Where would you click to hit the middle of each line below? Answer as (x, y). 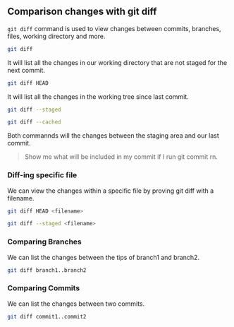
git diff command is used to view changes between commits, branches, (114, 28)
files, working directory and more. (56, 36)
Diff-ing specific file (42, 175)
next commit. (26, 70)
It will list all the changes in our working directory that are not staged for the (117, 62)
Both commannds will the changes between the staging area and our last (113, 136)
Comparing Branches (45, 242)
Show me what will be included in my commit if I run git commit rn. (121, 157)
